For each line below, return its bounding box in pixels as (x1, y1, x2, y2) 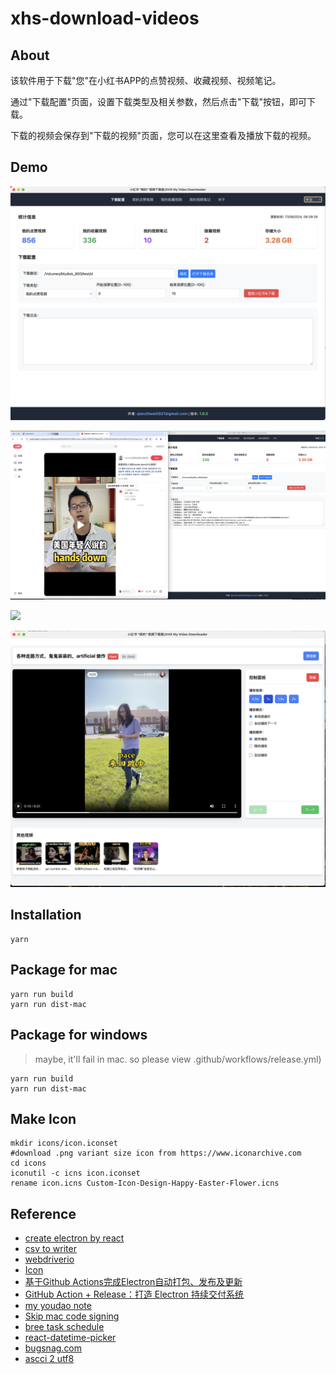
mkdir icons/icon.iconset (10, 1138, 118, 1149)
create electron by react (24, 1232, 125, 1244)
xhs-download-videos (10, 7, 200, 30)
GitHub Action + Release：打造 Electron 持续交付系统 (24, 1288, 245, 1301)
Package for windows (10, 1027, 148, 1044)
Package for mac (10, 962, 118, 979)
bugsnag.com (24, 1342, 83, 1354)
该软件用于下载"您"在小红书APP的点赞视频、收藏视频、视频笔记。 (10, 75, 282, 86)
